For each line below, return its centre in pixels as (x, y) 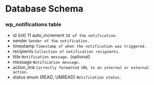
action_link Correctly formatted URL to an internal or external (81, 67)
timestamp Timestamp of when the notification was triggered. (80, 46)
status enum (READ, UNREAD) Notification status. (67, 77)
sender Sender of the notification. (51, 41)
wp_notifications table (33, 25)
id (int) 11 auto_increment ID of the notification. (65, 35)
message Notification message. (46, 62)
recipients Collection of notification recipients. (66, 51)
